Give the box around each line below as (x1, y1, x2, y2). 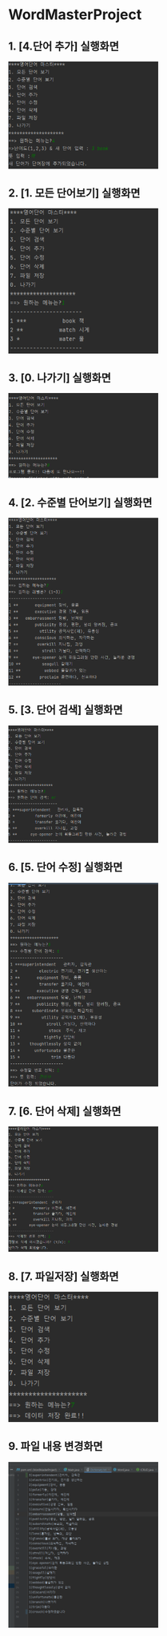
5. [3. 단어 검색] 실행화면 (8, 703, 123, 717)
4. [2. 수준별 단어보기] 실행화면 (8, 495, 153, 509)
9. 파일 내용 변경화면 (8, 1439, 103, 1453)
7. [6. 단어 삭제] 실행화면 (8, 1104, 121, 1118)
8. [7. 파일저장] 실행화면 (8, 1269, 119, 1283)
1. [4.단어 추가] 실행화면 (8, 39, 120, 53)
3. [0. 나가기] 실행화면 (8, 371, 112, 384)
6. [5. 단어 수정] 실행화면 (8, 860, 123, 874)
